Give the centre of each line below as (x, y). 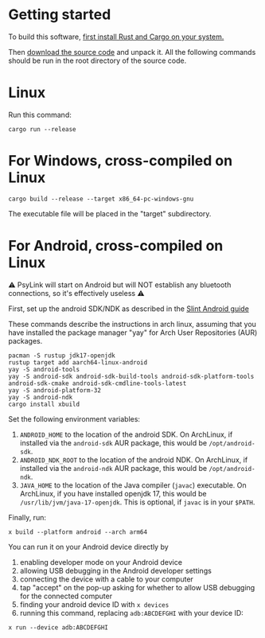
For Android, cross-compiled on (116, 246)
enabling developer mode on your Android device (101, 562)
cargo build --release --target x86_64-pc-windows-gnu (101, 199)
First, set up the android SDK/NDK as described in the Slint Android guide (129, 309)
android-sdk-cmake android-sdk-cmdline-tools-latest (97, 383)
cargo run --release (43, 129)
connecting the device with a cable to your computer (106, 579)
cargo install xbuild (44, 404)
